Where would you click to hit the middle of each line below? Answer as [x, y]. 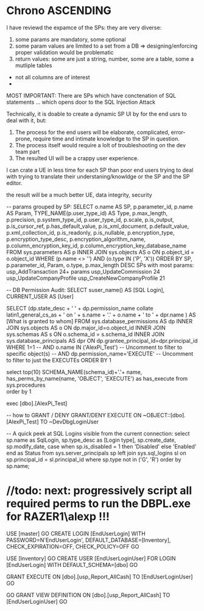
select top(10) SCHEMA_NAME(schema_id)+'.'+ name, [74, 372]
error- [178, 132]
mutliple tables [33, 65]
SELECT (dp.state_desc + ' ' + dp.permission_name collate [80, 308]
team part [27, 152]
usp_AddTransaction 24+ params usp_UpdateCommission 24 [83, 271]
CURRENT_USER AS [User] [40, 296]
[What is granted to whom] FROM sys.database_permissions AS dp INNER [100, 321]
